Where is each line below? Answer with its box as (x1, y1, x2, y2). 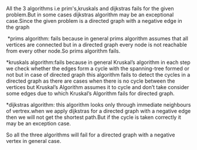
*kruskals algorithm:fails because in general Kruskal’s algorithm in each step (6, 59, 191, 66)
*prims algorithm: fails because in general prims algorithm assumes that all (7, 35, 189, 42)
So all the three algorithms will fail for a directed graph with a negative (6, 131, 175, 138)
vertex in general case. (6, 138, 62, 144)
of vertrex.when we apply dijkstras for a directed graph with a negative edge (6, 108, 191, 114)
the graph (6, 23, 30, 30)
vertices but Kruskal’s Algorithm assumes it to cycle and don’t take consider (6, 84, 189, 90)
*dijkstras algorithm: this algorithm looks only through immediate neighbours (6, 101, 191, 108)
